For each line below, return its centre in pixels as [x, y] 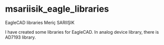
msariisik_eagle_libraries [57, 9]
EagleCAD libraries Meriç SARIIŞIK [40, 22]
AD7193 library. [20, 37]
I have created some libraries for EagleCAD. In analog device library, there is [82, 32]
